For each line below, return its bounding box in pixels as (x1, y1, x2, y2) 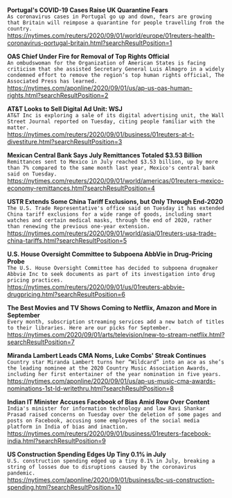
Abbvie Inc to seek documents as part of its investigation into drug (7, 271, 215, 277)
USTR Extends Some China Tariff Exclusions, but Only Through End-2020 (7, 198, 224, 205)
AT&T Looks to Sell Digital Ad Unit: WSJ (7, 105, 123, 113)
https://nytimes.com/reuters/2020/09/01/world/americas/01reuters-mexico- (7, 177, 224, 184)
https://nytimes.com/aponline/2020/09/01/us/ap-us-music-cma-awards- (7, 377, 216, 385)
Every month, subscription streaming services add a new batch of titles (7, 318, 225, 325)
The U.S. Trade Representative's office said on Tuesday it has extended (7, 205, 225, 212)
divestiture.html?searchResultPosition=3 (7, 138, 123, 146)
